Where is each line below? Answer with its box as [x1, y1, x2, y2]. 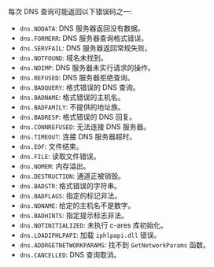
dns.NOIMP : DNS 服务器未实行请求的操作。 [19, 63, 155, 72]
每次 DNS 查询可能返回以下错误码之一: [8, 7, 132, 16]
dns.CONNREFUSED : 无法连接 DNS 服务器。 [19, 122, 151, 132]
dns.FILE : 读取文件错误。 [19, 152, 101, 161]
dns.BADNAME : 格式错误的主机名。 [19, 93, 125, 102]
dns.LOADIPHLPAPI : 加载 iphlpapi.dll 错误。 [19, 231, 161, 239]
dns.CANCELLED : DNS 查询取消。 [19, 250, 121, 259]
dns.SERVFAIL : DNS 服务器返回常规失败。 [19, 43, 152, 53]
